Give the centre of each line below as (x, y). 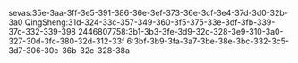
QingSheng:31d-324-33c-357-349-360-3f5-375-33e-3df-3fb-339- (150, 22)
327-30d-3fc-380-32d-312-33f (67, 41)
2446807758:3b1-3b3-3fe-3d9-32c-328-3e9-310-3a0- (181, 31)
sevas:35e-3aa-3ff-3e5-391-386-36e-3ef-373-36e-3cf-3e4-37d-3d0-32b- (148, 13)
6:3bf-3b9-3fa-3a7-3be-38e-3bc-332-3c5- (208, 41)
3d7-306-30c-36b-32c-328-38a (69, 51)
